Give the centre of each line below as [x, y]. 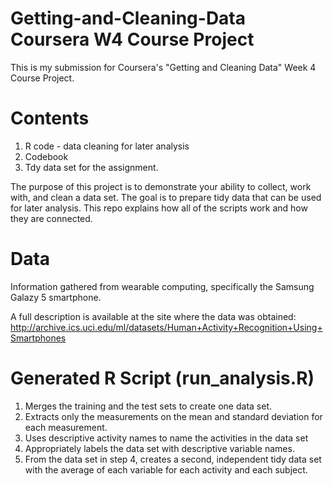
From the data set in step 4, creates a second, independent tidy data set [173, 459]
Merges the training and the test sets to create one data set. [148, 406]
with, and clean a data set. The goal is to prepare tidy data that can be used [166, 197]
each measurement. [66, 427]
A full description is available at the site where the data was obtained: [153, 316]
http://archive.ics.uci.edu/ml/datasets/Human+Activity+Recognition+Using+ [166, 327]
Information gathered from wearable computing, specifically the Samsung [162, 286]
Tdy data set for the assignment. [91, 167]
